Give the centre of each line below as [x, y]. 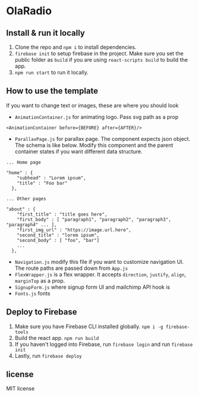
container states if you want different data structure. [78, 151]
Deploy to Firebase [42, 312]
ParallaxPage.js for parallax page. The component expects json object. [102, 138]
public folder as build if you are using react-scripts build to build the [101, 60]
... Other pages [26, 198]
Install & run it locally [45, 33]
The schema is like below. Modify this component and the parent [94, 145]
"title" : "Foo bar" [42, 183]
